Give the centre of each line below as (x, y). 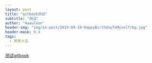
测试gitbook (17, 55)
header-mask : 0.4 (23, 32)
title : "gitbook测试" (26, 14)
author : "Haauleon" (25, 23)
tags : (11, 37)
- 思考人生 (19, 41)
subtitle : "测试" (22, 18)
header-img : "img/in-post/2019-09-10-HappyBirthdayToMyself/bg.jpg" (76, 28)
